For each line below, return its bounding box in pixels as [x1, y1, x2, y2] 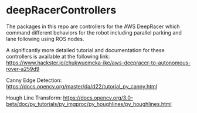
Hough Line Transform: [6, 94, 62, 101]
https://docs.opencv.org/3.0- [63, 94, 134, 101]
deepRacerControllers [6, 4, 117, 17]
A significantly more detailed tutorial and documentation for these [6, 46, 165, 53]
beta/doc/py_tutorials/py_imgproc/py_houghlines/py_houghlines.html [6, 100, 172, 107]
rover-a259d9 [6, 65, 40, 72]
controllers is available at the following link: [6, 53, 110, 60]
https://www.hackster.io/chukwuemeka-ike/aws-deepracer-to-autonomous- [6, 59, 191, 66]
